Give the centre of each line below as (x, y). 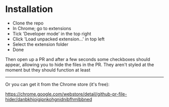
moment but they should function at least (48, 70)
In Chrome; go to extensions (42, 28)
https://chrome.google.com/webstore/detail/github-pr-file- (66, 94)
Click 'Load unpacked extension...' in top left (58, 39)
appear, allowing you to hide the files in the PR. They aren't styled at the (80, 64)
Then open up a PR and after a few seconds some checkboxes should (78, 59)
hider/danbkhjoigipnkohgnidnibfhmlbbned (49, 99)
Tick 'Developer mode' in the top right (52, 33)
